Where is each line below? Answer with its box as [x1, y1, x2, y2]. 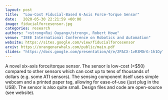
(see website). [5, 89, 35, 95]
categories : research [5, 26, 50, 31]
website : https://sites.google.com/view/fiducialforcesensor [5, 40, 135, 45]
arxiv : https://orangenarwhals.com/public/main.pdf [5, 44, 115, 49]
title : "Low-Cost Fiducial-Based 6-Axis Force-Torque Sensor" [5, 12, 140, 17]
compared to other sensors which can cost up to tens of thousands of [5, 68, 149, 74]
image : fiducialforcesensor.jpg [5, 21, 72, 26]
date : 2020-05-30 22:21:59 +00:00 [5, 16, 81, 21]
